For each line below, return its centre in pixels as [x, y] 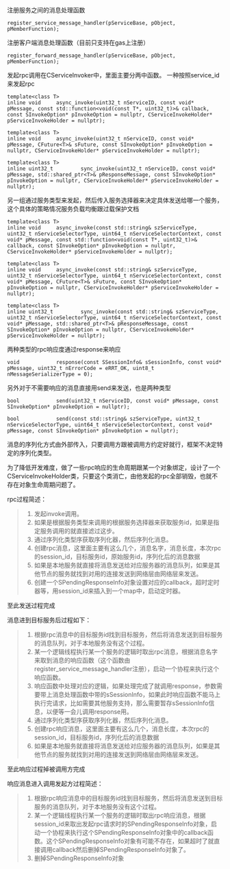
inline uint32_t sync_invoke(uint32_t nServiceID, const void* [111, 169]
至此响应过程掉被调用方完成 [46, 769]
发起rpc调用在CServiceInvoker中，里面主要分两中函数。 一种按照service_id [114, 75]
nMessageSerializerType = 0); [50, 374]
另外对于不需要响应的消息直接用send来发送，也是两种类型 [89, 388]
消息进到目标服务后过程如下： [49, 620]
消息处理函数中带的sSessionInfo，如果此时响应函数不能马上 [137, 695]
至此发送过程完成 [31, 605]
